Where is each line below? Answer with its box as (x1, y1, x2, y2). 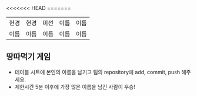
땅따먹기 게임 (6, 52, 51, 62)
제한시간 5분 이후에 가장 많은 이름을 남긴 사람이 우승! (14, 83, 135, 90)
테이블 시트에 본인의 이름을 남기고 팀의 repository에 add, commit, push (14, 68, 181, 75)
